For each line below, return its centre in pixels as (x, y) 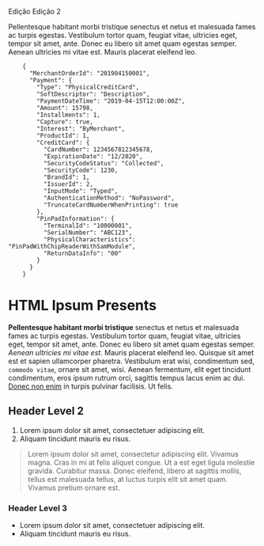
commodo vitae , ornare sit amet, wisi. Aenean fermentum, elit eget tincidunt (130, 369)
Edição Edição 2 (34, 11)
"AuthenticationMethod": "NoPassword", (109, 198)
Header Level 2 (46, 411)
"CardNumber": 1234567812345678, (98, 150)
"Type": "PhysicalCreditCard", (88, 87)
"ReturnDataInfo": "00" (83, 253)
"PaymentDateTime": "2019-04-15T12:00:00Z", (111, 101)
